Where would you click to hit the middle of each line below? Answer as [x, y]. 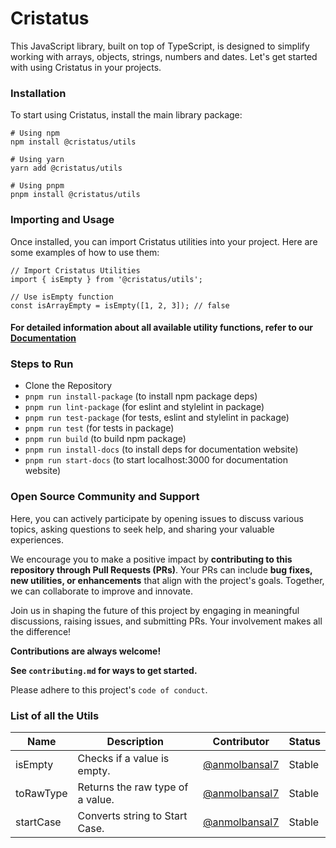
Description [135, 742]
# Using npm [35, 133]
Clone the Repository [68, 386]
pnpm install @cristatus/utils [75, 195]
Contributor [241, 742]
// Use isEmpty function [62, 297]
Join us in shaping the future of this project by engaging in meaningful [155, 610]
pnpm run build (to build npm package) [105, 439]
